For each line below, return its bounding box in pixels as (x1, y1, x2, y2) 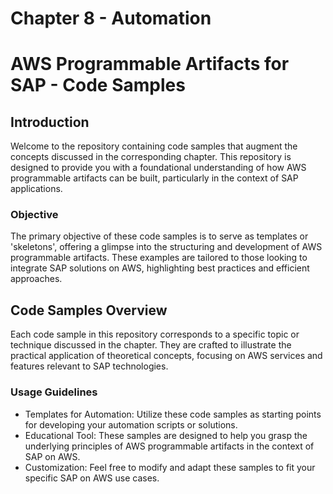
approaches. (10, 273, 63, 285)
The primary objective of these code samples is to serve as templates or (10, 230, 309, 242)
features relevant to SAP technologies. (10, 360, 169, 372)
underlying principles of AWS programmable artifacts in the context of (24, 440, 315, 452)
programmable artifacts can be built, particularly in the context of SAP (10, 172, 299, 184)
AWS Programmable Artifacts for (10, 53, 290, 76)
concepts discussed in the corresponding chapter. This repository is (10, 151, 292, 163)
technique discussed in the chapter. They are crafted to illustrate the (10, 339, 292, 351)
